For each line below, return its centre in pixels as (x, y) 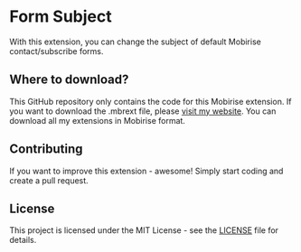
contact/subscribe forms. (56, 51)
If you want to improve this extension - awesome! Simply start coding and (146, 171)
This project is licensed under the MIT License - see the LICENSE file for (144, 230)
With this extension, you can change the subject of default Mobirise (136, 42)
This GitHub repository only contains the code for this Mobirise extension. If (150, 101)
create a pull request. (49, 180)
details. (23, 240)
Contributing (46, 149)
